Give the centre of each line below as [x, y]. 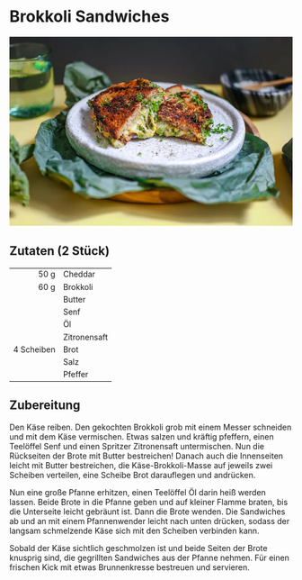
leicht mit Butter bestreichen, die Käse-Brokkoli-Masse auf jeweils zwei [141, 465]
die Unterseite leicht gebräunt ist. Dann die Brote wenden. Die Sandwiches [147, 512]
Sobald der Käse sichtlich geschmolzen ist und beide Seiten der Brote [138, 548]
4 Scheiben [34, 349]
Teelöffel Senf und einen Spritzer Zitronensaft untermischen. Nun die [137, 446]
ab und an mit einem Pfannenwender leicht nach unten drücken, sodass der [150, 521]
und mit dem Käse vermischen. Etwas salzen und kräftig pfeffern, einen [142, 436]
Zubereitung [45, 406]
